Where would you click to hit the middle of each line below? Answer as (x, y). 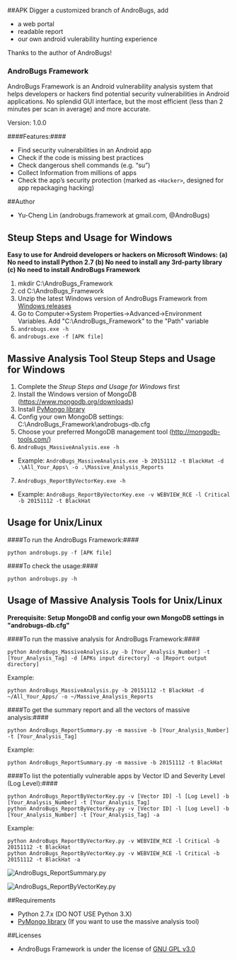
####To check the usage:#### (53, 565)
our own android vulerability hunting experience (87, 39)
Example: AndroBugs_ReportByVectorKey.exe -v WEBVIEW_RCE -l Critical (124, 494)
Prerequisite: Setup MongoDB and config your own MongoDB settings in (116, 617)
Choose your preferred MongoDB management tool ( (94, 431)
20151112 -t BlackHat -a (44, 859)
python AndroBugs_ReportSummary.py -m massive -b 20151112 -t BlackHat (115, 762)
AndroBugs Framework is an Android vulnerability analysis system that (110, 86)
